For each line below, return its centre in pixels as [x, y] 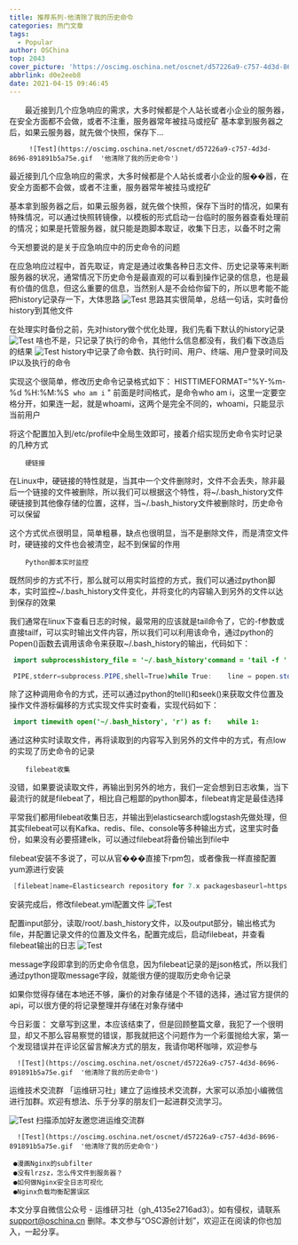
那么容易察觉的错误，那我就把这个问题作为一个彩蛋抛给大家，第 [164, 1035]
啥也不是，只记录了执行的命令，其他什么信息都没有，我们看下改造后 [161, 340]
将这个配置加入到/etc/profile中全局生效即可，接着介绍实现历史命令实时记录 [146, 433]
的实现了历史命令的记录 [52, 751]
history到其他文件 [41, 310]
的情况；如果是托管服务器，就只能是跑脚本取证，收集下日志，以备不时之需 [145, 228]
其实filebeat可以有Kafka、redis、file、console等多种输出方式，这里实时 [141, 829]
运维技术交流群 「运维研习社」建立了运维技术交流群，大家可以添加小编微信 [146, 1090]
